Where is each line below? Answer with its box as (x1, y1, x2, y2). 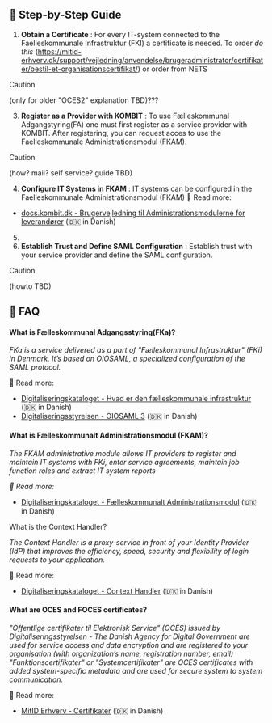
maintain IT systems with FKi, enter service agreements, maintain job (9, 457, 241, 467)
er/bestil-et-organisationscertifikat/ (20, 64, 138, 74)
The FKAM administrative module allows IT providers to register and (9, 448, 236, 458)
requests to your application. (9, 555, 106, 564)
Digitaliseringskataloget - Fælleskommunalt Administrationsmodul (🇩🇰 (20, 497, 257, 506)
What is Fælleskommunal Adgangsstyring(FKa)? (9, 327, 176, 336)
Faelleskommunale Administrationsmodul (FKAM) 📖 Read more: (20, 192, 232, 202)
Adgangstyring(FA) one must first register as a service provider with (20, 119, 248, 129)
